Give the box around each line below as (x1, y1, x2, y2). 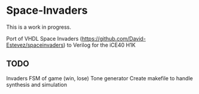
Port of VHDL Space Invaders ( (6, 35, 82, 42)
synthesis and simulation (6, 81, 68, 88)
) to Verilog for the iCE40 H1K (63, 41, 136, 48)
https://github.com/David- (81, 35, 146, 42)
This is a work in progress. (6, 23, 72, 31)
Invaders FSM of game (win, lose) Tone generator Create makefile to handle (6, 74, 193, 81)
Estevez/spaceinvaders (6, 41, 64, 48)
